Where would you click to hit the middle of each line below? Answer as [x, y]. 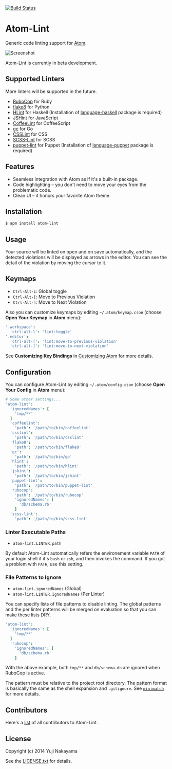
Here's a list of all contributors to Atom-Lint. [52, 723]
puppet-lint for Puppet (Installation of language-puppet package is [83, 145]
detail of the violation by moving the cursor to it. [56, 263]
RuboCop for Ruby [32, 101]
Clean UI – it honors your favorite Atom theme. [62, 195]
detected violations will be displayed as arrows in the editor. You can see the [86, 258]
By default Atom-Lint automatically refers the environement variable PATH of [85, 553]
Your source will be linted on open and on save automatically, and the [79, 252]
